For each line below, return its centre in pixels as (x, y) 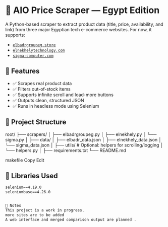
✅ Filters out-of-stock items (41, 89)
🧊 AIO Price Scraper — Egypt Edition (82, 10)
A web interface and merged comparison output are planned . (71, 219)
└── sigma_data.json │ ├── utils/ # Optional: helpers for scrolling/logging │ (84, 145)
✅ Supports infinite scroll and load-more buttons (63, 95)
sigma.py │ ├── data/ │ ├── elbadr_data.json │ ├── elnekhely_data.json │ (83, 139)
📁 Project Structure (36, 122)
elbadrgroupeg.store (34, 45)
